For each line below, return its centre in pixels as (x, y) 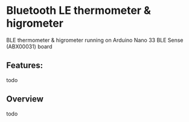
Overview (25, 99)
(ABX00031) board (29, 47)
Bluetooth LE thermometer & (78, 11)
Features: (25, 66)
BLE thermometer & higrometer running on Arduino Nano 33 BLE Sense (95, 40)
